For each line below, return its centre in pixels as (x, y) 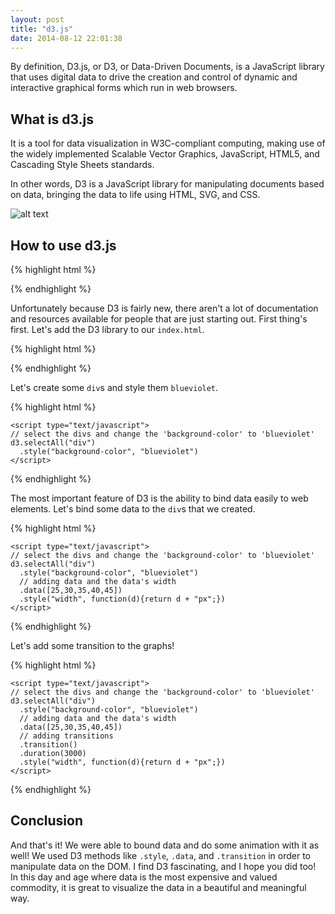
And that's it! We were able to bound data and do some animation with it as (165, 845)
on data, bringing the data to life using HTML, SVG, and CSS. (135, 195)
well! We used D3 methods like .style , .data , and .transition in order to (161, 855)
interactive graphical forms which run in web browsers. (124, 88)
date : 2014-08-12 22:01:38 (66, 38)
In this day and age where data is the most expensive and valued (144, 877)
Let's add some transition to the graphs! (92, 645)
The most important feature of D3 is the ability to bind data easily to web (159, 498)
